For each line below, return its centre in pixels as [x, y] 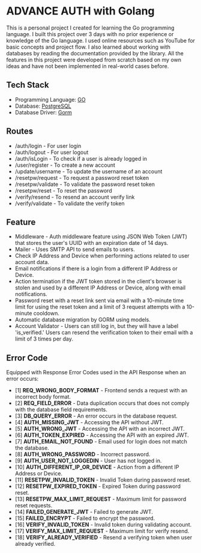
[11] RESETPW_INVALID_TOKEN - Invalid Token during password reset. [103, 480]
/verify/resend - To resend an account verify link [75, 197]
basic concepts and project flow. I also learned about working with [88, 47]
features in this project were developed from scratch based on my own [94, 60]
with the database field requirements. [61, 410]
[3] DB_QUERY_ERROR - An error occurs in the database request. [96, 416]
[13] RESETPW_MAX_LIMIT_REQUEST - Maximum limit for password [100, 499]
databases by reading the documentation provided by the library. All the [95, 53]
